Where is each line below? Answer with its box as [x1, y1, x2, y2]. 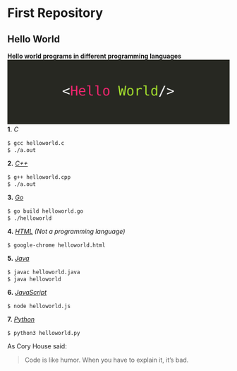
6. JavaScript [7, 288, 47, 296]
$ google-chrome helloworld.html [7, 242, 106, 249]
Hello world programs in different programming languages [7, 52, 182, 60]
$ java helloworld [7, 276, 61, 283]
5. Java [7, 254, 30, 262]
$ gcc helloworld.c [7, 139, 65, 146]
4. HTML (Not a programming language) [7, 227, 126, 235]
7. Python [7, 314, 35, 323]
